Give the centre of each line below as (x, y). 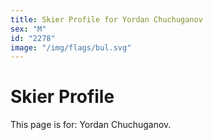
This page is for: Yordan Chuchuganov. (91, 125)
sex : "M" (28, 29)
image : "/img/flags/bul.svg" (71, 47)
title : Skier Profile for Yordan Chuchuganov (106, 19)
